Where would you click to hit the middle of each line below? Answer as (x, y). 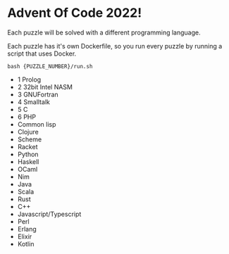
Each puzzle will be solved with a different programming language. (104, 32)
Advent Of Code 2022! (75, 13)
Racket (27, 146)
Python (28, 154)
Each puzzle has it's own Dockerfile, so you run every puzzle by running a (115, 46)
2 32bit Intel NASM (45, 87)
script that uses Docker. (42, 53)
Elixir (25, 236)
